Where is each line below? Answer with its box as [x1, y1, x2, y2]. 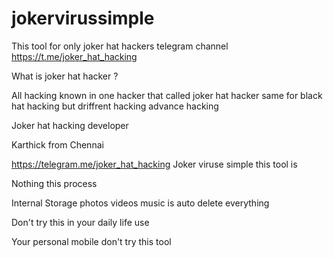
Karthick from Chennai [11, 138, 104, 151]
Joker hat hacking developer [11, 119, 129, 131]
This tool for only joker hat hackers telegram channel [11, 40, 229, 52]
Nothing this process [11, 177, 98, 189]
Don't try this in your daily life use [11, 216, 150, 228]
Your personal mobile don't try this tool [11, 235, 172, 247]
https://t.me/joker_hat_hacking [11, 50, 138, 62]
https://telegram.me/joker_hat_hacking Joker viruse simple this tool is [11, 158, 298, 170]
